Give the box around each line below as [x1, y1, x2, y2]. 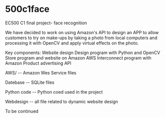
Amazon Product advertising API [5, 60, 72, 66]
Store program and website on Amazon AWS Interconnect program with [5, 55, 152, 60]
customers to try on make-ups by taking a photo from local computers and [5, 35, 158, 41]
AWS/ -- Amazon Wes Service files [5, 69, 77, 75]
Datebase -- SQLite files [5, 79, 55, 85]
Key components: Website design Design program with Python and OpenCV [5, 50, 161, 56]
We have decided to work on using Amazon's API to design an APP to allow [5, 29, 159, 35]
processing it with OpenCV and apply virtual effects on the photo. [5, 40, 139, 46]
